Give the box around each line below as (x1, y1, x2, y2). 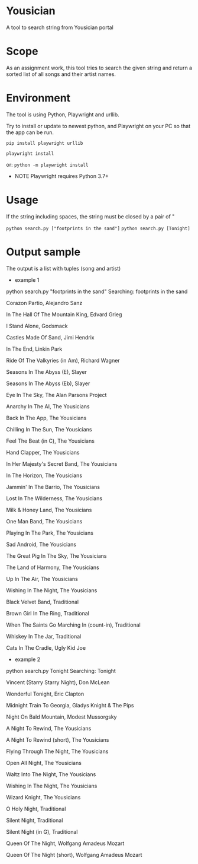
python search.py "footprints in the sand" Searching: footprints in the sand (6, 288, 188, 295)
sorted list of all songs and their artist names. (6, 70, 116, 78)
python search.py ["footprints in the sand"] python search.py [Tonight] (6, 225, 190, 231)
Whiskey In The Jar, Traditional (6, 633, 82, 640)
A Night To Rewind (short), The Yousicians (6, 736, 109, 743)
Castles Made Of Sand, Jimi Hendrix (6, 333, 95, 341)
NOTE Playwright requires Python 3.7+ (14, 172, 109, 179)
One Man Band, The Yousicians (6, 517, 83, 525)
